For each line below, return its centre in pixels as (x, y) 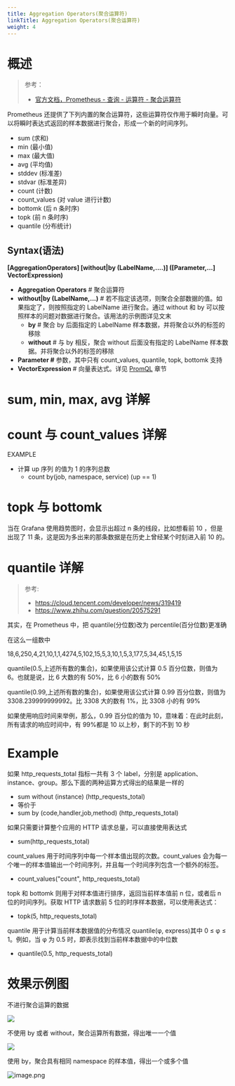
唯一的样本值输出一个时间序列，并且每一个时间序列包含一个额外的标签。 (117, 865)
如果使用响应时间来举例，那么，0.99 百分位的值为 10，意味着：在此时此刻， (117, 716)
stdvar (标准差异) (42, 182)
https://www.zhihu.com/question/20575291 (98, 610)
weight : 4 (22, 27)
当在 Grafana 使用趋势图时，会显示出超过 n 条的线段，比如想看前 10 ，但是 (115, 529)
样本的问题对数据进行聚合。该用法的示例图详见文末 (98, 316)
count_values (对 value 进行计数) (64, 200)
